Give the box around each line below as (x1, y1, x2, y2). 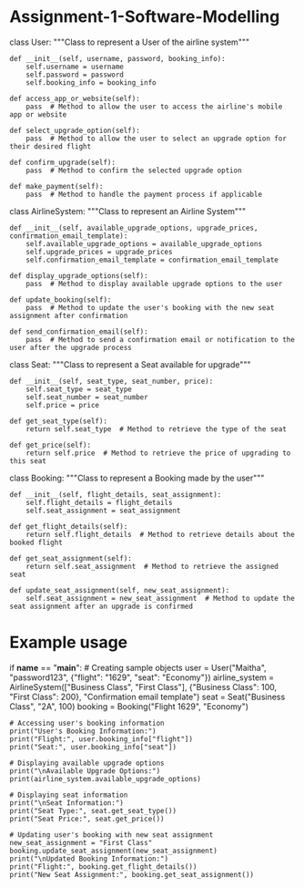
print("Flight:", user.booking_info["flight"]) (9, 734, 194, 744)
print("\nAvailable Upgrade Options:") (9, 766, 161, 776)
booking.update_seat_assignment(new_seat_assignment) (9, 846, 218, 855)
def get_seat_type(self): (9, 417, 107, 426)
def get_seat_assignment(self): (9, 553, 132, 563)
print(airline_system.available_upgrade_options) (9, 774, 202, 783)
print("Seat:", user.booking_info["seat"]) (9, 742, 177, 751)
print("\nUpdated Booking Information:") (9, 854, 169, 863)
